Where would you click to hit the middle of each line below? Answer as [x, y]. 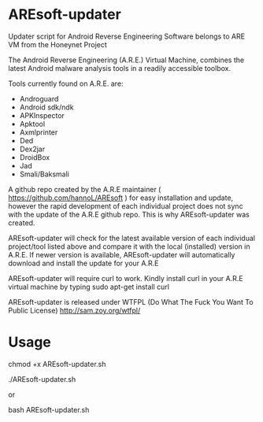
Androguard [39, 98]
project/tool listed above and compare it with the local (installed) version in [129, 246]
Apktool [32, 124]
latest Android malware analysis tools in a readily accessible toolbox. [119, 68]
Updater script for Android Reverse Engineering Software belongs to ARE [127, 36]
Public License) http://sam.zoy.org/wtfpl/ [74, 310]
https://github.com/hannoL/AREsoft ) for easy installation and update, [121, 198]
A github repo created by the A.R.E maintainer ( [85, 189]
